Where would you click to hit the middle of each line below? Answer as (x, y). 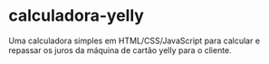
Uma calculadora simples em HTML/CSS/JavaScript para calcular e (134, 41)
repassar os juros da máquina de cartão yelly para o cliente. (120, 50)
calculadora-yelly (76, 16)
